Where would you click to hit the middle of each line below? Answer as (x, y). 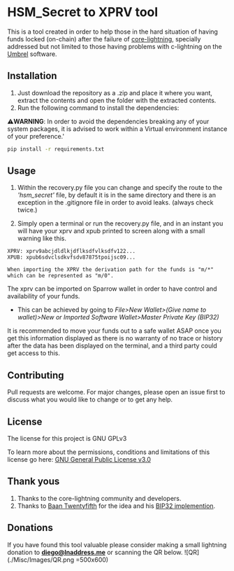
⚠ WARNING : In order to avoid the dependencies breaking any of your (108, 121)
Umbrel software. (32, 54)
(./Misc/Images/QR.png (41, 559)
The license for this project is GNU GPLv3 (67, 439)
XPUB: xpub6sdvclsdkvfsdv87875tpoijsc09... (72, 257)
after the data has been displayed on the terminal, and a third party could (112, 346)
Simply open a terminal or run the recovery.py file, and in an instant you (120, 223)
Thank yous (34, 482)
